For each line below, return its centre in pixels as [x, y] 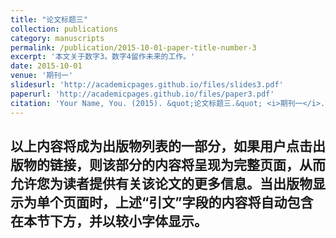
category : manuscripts [57, 38]
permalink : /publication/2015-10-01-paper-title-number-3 [133, 47]
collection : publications [64, 29]
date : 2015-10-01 [46, 66]
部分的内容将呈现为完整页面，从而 [220, 164]
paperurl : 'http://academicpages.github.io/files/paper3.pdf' [142, 94]
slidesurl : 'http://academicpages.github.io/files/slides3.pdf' [147, 85]
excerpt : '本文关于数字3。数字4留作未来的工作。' [103, 57]
